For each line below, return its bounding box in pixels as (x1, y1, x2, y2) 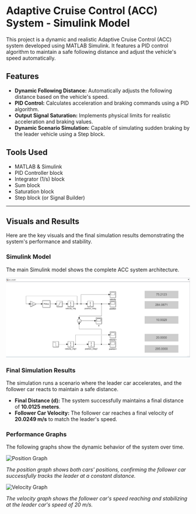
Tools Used (6, 147, 48, 157)
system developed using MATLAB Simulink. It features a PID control (6, 42, 169, 49)
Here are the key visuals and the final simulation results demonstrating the (6, 232, 184, 239)
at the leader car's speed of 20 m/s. (6, 501, 93, 508)
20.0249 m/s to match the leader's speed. (14, 416, 118, 423)
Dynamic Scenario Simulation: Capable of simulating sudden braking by (14, 124, 190, 131)
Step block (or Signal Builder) (14, 194, 86, 201)
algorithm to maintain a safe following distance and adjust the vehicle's (6, 48, 177, 55)
